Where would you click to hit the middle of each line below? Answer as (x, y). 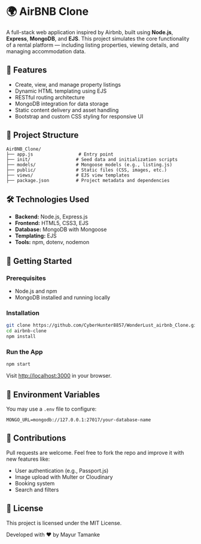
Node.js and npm (36, 291)
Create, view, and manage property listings (68, 84)
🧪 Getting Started (39, 261)
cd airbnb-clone (26, 331)
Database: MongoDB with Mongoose (61, 230)
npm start (19, 364)
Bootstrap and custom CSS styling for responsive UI (79, 116)
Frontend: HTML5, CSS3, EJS (51, 223)
